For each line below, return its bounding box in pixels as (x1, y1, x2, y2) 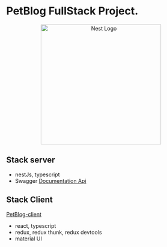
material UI (14, 235, 42, 242)
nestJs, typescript (14, 171, 60, 178)
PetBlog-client (6, 210, 42, 218)
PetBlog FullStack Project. (6, 4, 139, 18)
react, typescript (14, 222, 56, 229)
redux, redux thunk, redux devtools (14, 228, 102, 236)
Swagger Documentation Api (14, 177, 87, 184)
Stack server (6, 155, 55, 165)
